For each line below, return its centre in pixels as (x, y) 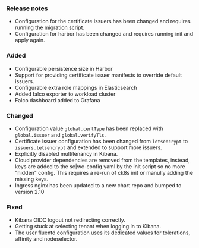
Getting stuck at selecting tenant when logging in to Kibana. (88, 227)
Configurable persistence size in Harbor (64, 68)
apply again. (30, 40)
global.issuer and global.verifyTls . (60, 134)
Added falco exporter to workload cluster (65, 94)
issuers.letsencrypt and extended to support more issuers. (88, 147)
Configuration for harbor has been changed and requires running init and (104, 34)
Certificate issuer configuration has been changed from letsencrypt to (101, 141)
